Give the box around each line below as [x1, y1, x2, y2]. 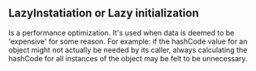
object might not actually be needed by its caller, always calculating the [8, 44, 248, 55]
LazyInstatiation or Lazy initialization [8, 6, 199, 20]
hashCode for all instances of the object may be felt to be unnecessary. [8, 53, 248, 63]
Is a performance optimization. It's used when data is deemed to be [8, 27, 235, 37]
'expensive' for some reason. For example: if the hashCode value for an [8, 36, 248, 46]
